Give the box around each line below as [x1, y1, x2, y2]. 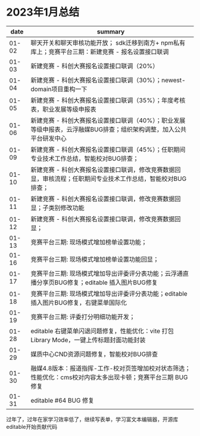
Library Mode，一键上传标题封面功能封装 [30, 336, 146, 344]
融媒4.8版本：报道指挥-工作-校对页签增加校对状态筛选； [30, 364, 191, 372]
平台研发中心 [30, 134, 67, 142]
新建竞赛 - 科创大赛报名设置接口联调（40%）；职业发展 [30, 116, 186, 124]
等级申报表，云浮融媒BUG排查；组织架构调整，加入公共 [30, 125, 187, 133]
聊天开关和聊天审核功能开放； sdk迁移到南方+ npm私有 [30, 38, 186, 47]
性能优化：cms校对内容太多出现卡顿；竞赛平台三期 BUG [30, 373, 188, 381]
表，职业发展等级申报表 [30, 105, 96, 113]
